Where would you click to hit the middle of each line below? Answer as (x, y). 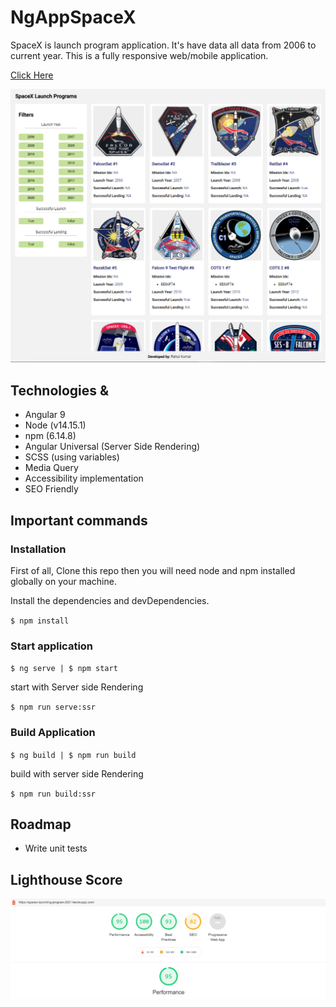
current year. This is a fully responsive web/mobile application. (139, 55)
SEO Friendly (51, 489)
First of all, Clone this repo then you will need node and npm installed (153, 570)
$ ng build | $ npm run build (73, 755)
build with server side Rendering (77, 773)
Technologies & (60, 390)
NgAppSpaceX (73, 17)
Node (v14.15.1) (55, 425)
